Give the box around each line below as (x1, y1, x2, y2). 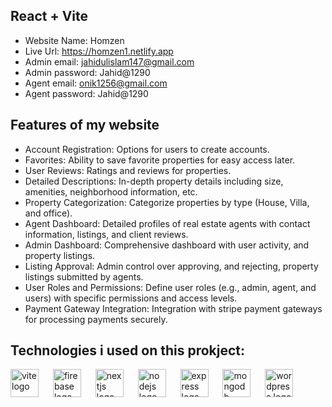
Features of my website (10, 117, 160, 134)
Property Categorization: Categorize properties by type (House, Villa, (24, 196, 310, 208)
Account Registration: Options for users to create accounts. (24, 143, 270, 155)
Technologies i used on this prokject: (10, 342, 246, 359)
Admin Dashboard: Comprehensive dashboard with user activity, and (24, 239, 310, 251)
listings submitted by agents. (24, 270, 144, 283)
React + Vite (10, 8, 89, 25)
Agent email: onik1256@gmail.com (24, 77, 168, 89)
